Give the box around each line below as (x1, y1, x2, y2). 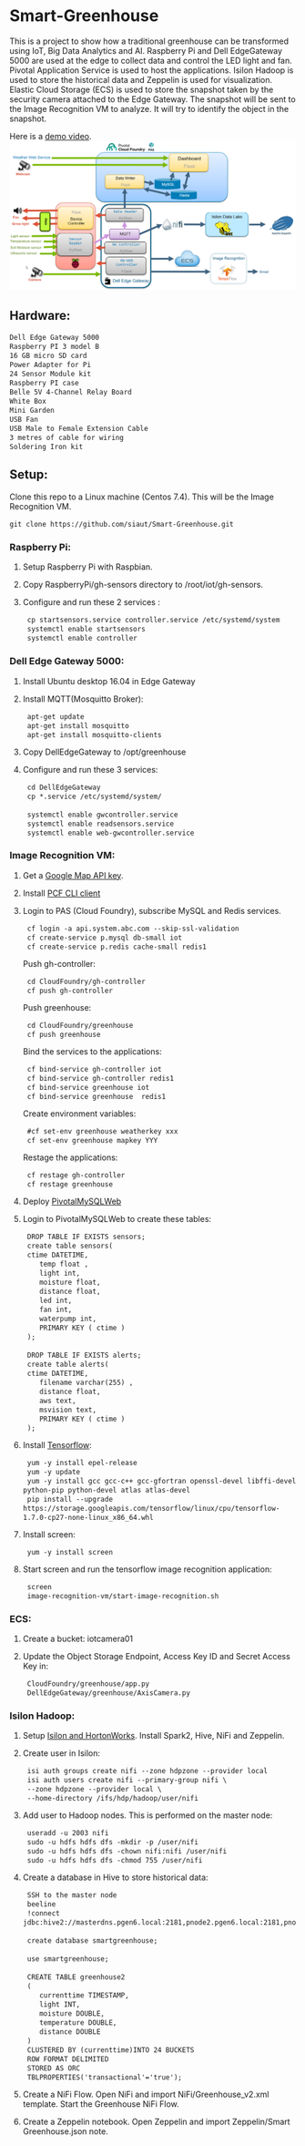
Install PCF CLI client (22, 888, 101, 898)
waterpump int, (39, 1314, 97, 1323)
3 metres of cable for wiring (9, 434, 125, 443)
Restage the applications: (22, 1152, 118, 1163)
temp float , (39, 1259, 89, 1268)
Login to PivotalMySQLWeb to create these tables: (22, 1213, 212, 1224)
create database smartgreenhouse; (26, 1936, 158, 1946)
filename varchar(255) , (39, 1378, 134, 1387)
